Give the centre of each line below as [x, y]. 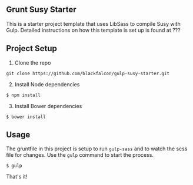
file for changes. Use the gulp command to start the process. [80, 155]
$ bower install [26, 117]
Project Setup [32, 48]
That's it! [17, 177]
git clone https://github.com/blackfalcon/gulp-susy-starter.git [88, 73]
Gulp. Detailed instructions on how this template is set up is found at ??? [93, 30]
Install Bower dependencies [48, 106]
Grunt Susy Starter [41, 10]
